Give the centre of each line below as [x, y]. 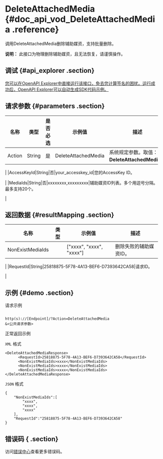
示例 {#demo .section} [40, 293]
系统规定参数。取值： [133, 152]
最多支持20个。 [21, 189]
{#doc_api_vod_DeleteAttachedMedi [80, 19]
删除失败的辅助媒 [135, 246]
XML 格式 [13, 344]
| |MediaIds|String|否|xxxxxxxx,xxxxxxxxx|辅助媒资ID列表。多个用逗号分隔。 [81, 182]
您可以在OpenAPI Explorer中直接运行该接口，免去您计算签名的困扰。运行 [78, 83]
